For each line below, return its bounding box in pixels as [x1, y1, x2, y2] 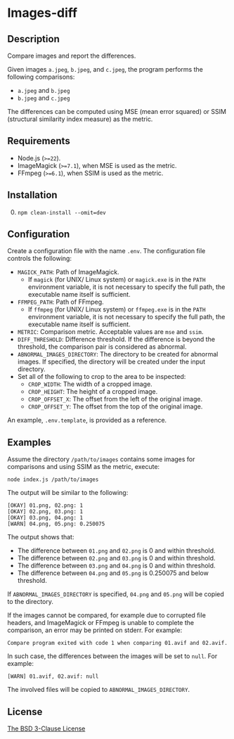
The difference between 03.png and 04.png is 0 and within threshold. [17, 561, 216, 570]
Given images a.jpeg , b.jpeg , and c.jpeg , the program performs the [7, 65, 204, 73]
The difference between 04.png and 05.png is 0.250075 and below [17, 569, 209, 577]
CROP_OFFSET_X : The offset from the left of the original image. [27, 395, 202, 404]
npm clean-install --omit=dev [17, 209, 107, 216]
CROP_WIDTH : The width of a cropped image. [27, 380, 152, 388]
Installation [7, 189, 58, 201]
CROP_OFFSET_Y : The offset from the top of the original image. [27, 402, 203, 411]
